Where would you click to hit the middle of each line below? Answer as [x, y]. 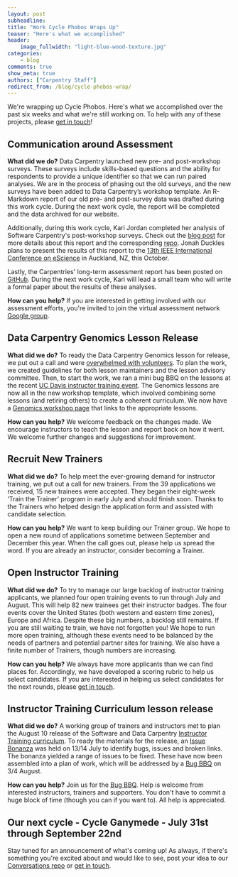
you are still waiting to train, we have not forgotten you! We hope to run [111, 627]
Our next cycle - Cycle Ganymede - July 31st [108, 822]
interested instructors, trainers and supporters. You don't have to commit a [117, 792]
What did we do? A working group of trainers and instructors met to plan [114, 726]
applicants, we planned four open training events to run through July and [114, 597]
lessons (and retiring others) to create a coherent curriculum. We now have [117, 400]
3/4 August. [25, 771]
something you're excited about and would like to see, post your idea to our [118, 858]
